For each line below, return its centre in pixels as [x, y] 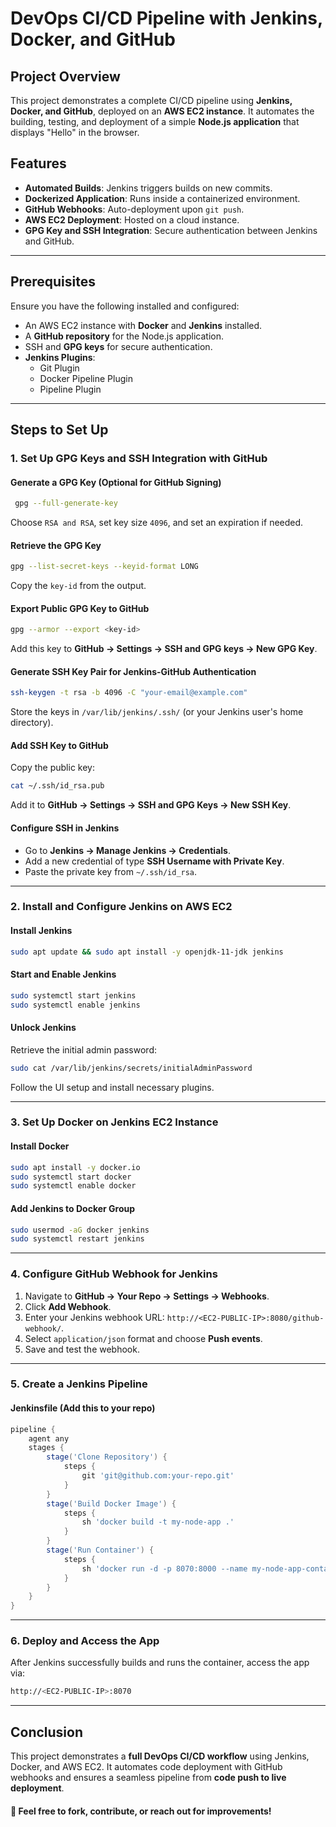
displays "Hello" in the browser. [75, 132]
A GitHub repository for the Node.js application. [124, 336]
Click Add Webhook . [68, 1306]
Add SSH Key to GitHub [59, 745]
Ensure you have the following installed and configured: [125, 306]
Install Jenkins [41, 931]
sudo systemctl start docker [71, 1177]
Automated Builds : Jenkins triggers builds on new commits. [148, 188]
